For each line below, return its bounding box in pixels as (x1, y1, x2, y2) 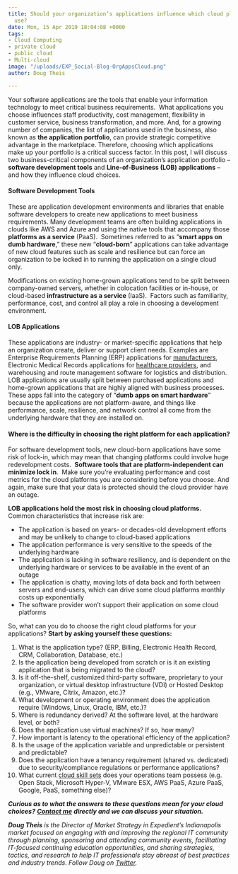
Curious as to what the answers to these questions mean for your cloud (8, 800, 223, 808)
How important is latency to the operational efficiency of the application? (18, 733, 230, 742)
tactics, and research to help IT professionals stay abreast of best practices (8, 851, 230, 860)
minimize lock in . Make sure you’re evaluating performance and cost (8, 468, 210, 476)
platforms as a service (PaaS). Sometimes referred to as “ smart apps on (8, 232, 222, 241)
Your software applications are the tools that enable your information (8, 95, 208, 103)
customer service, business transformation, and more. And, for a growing (8, 117, 222, 126)
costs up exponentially (18, 593, 84, 602)
